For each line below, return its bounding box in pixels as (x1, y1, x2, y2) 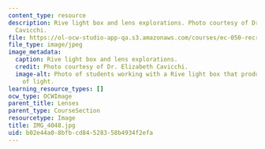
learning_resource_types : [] (8, 84, 104, 93)
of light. (22, 77, 55, 85)
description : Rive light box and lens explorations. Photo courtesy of (8, 19, 248, 27)
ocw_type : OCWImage (8, 92, 73, 100)
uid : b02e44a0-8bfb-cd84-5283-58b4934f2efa (8, 129, 154, 136)
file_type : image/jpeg (8, 41, 83, 49)
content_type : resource (8, 11, 87, 20)
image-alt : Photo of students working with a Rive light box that (15, 70, 238, 78)
